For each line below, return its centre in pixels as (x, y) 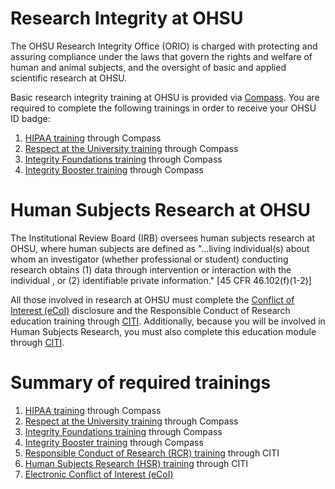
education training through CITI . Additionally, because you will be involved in (168, 321)
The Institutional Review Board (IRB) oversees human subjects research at (163, 238)
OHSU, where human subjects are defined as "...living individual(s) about (160, 248)
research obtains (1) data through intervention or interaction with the (151, 269)
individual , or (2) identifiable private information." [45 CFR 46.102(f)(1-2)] (161, 280)
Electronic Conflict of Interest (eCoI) (99, 474)
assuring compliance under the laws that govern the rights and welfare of (161, 56)
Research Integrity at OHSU (127, 18)
